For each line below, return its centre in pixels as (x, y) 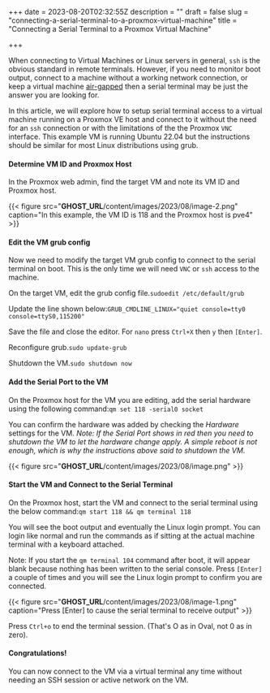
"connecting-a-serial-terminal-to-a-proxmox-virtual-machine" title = (123, 20)
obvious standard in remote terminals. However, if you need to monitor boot (135, 69)
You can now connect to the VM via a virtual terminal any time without (125, 671)
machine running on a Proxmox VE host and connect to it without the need (133, 119)
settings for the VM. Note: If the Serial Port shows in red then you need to (131, 433)
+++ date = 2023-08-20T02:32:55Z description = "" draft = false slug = (129, 12)
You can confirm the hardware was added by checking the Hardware (124, 424)
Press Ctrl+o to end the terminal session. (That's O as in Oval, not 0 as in (131, 626)
